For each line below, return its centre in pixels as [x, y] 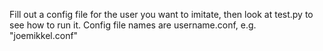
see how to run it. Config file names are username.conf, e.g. [133, 25]
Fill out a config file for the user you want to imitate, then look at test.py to [161, 14]
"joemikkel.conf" [44, 35]
